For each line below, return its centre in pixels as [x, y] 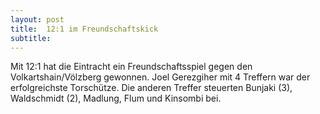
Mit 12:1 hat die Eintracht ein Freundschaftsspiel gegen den [131, 67]
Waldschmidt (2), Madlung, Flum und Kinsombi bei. [116, 98]
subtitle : [31, 38]
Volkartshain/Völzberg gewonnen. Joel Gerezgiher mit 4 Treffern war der [160, 77]
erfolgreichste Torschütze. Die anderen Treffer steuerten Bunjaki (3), [151, 88]
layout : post [37, 19]
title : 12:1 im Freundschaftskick [84, 29]
